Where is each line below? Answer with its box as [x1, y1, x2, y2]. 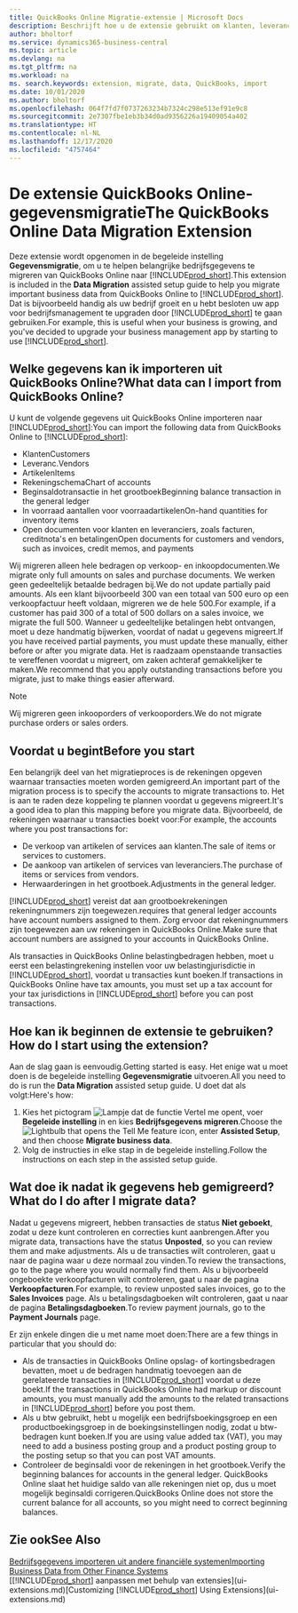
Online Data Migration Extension [9, 221, 253, 241]
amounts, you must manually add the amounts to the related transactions [21, 1393, 289, 1404]
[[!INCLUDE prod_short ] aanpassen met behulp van [9, 1575, 195, 1585]
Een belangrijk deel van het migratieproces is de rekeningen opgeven [9, 767, 263, 778]
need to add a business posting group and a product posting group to [21, 1441, 277, 1451]
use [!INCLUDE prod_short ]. [9, 335, 109, 347]
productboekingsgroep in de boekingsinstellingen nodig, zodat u [21, 1421, 259, 1432]
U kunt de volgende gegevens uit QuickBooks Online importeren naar [9, 412, 263, 423]
